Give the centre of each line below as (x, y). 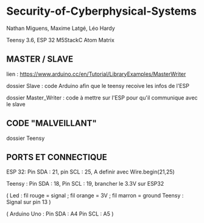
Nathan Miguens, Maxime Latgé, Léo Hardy (61, 28)
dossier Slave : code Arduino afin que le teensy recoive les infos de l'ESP (98, 86)
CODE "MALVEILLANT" (52, 123)
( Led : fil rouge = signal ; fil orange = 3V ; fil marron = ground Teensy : (95, 196)
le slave (16, 104)
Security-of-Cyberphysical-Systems (101, 11)
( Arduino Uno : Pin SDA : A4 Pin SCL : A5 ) (60, 214)
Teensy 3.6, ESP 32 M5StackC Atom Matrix (60, 40)
